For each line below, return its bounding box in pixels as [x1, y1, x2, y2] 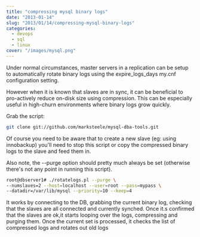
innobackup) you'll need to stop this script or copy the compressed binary [6, 141, 189, 148]
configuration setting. [6, 76, 59, 84]
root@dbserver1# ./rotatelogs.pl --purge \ [6, 177, 116, 183]
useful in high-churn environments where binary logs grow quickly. [6, 101, 171, 108]
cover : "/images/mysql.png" [6, 48, 76, 54]
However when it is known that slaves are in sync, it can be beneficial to [6, 88, 183, 96]
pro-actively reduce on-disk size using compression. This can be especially [6, 94, 193, 101]
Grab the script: [6, 112, 45, 119]
